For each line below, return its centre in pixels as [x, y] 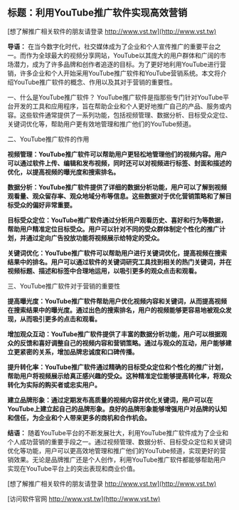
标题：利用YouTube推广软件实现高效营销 [97, 13]
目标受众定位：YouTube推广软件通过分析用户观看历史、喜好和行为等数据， [117, 220]
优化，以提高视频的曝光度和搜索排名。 [63, 172]
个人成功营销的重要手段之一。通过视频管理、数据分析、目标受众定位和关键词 [119, 442]
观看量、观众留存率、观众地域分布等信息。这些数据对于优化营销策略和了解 [116, 196]
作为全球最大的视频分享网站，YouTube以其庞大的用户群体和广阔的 [123, 55]
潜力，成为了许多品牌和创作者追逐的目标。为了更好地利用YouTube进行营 [119, 64]
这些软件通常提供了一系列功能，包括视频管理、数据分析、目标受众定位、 [126, 115]
